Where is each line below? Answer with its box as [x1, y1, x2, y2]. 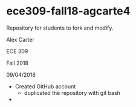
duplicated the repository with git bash [24, 89, 121, 96]
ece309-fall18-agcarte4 [6, 4, 131, 18]
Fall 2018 [6, 59, 29, 66]
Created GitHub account [15, 83, 76, 90]
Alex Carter [6, 36, 34, 43]
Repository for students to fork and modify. [6, 24, 114, 31]
